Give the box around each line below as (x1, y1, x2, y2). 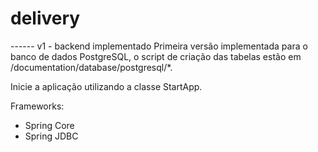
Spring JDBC (24, 130, 79, 142)
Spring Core (24, 119, 75, 131)
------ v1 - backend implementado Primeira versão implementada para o (10, 40, 308, 52)
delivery (10, 7, 81, 30)
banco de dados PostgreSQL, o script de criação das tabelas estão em (10, 50, 302, 62)
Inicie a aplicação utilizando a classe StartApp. (10, 80, 203, 92)
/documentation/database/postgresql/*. (10, 61, 173, 73)
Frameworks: (10, 100, 65, 112)
